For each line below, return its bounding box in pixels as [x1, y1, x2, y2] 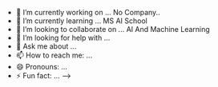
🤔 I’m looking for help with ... [15, 33, 111, 42]
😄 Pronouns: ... [15, 62, 68, 71]
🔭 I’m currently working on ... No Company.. [15, 8, 160, 17]
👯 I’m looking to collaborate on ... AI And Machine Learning [15, 25, 210, 34]
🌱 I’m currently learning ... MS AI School [15, 16, 148, 26]
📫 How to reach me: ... [15, 50, 93, 60]
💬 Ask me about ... [15, 42, 77, 51]
